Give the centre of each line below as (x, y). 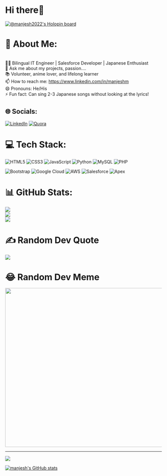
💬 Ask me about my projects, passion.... (46, 68)
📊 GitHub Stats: (39, 192)
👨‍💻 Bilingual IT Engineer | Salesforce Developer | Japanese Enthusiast (77, 63)
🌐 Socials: (21, 112)
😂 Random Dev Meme (52, 277)
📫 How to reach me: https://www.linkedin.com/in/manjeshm (67, 81)
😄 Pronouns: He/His (26, 88)
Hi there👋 (25, 10)
